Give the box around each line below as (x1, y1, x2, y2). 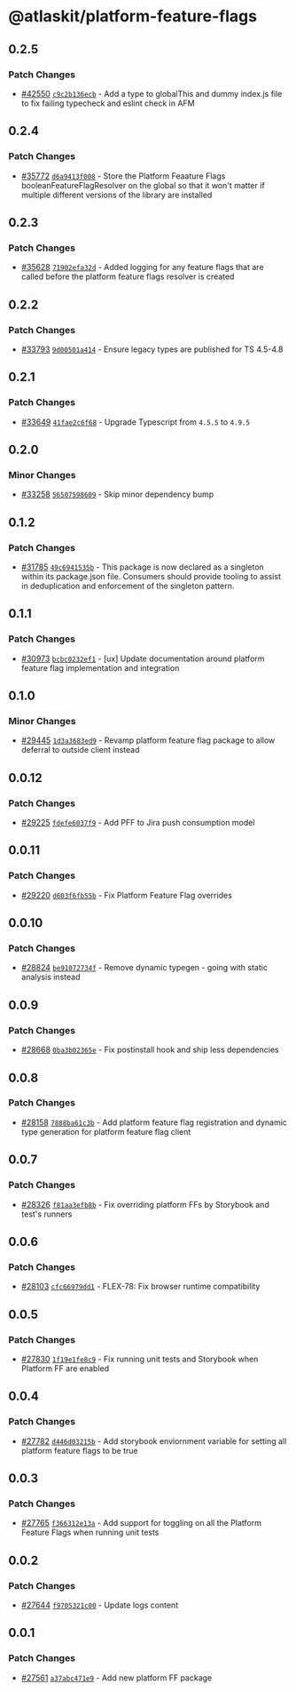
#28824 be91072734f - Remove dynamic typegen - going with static (20, 962, 268, 973)
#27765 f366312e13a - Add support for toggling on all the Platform (20, 1518, 262, 1528)
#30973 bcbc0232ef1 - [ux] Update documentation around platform (20, 653, 265, 664)
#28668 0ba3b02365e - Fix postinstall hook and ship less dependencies (20, 1044, 280, 1055)
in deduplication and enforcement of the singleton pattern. (20, 580, 235, 591)
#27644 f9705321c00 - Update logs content (20, 1600, 179, 1610)
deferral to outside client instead (20, 745, 140, 755)
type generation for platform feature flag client (20, 1126, 191, 1137)
